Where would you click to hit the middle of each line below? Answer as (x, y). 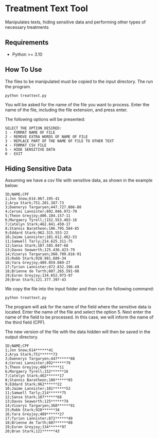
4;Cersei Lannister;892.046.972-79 (41, 212)
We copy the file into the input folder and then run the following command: (79, 289)
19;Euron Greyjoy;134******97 (36, 427)
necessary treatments (27, 27)
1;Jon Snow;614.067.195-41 (32, 199)
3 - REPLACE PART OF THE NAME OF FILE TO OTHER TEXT (60, 141)
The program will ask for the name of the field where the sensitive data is (78, 307)
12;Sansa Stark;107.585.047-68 (37, 246)
